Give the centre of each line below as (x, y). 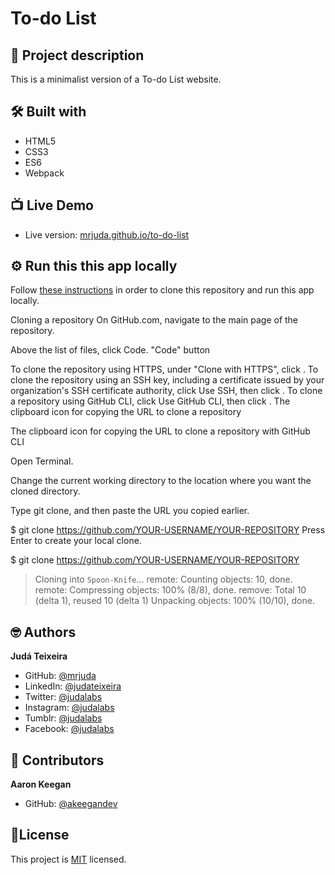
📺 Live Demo (52, 205)
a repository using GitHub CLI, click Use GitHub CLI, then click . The (150, 401)
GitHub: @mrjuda (60, 676)
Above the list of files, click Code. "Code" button (110, 350)
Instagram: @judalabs (69, 708)
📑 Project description (77, 55)
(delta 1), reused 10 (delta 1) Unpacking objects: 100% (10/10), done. (174, 601)
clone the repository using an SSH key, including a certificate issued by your (167, 380)
